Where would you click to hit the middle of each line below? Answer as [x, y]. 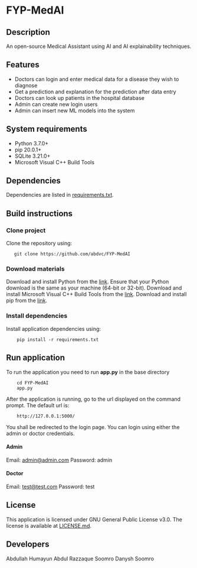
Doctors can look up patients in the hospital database [79, 98]
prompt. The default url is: [38, 405]
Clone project [26, 230]
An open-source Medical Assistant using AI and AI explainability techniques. [99, 46]
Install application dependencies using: [54, 329]
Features [23, 65]
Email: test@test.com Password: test [50, 486]
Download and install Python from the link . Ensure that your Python [88, 282]
